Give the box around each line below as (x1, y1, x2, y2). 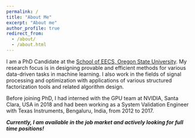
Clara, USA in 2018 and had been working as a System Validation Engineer (6, 101, 189, 108)
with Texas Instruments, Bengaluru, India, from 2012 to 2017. (6, 107, 154, 114)
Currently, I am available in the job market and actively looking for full (6, 118, 184, 126)
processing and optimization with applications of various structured (6, 76, 172, 84)
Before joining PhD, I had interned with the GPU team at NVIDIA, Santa (6, 94, 179, 101)
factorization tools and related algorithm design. (6, 83, 124, 90)
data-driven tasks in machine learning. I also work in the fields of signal (6, 70, 182, 78)
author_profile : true (6, 25, 60, 31)
